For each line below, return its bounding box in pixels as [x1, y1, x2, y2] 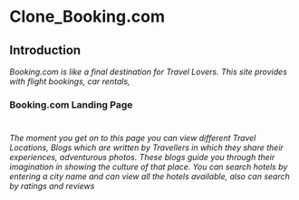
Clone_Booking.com [9, 6, 166, 27]
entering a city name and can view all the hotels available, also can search [9, 171, 290, 182]
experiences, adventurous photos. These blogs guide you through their [9, 152, 275, 163]
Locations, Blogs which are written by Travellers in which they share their [9, 142, 284, 153]
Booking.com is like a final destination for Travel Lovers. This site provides [9, 66, 288, 77]
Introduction [9, 43, 82, 58]
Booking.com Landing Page [9, 98, 133, 110]
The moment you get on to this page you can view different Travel [9, 133, 256, 144]
